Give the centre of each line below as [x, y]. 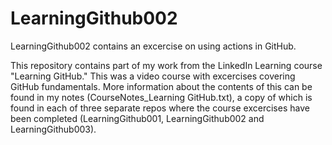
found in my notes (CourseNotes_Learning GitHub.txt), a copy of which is [161, 97]
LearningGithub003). [53, 129]
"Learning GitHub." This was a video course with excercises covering [153, 76]
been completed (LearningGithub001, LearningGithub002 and [137, 118]
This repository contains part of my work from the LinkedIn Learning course [166, 65]
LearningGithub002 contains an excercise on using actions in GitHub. [153, 46]
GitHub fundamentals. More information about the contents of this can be [161, 86]
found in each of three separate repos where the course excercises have [160, 108]
